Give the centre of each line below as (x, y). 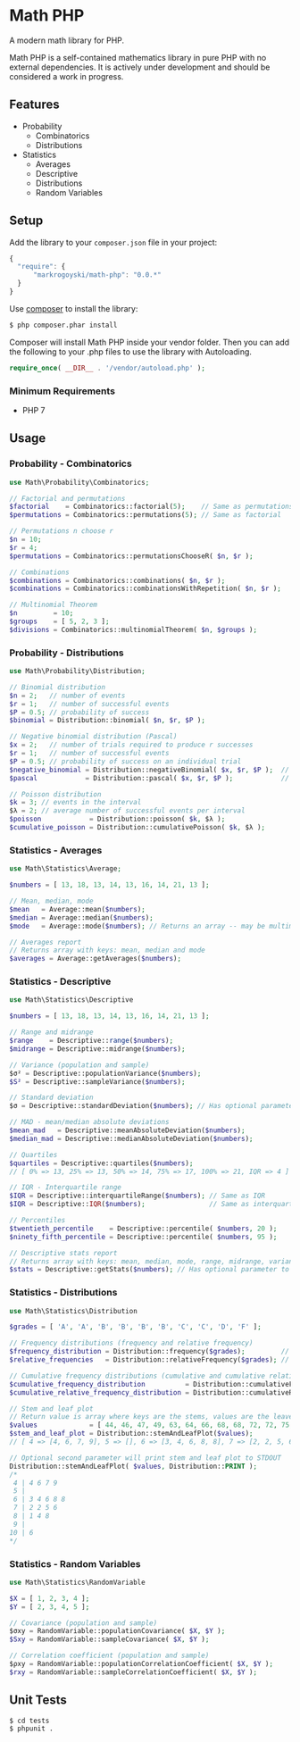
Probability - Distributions (67, 653)
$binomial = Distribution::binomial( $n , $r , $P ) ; (107, 721)
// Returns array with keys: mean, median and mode (107, 950)
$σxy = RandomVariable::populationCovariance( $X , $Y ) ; (117, 1631)
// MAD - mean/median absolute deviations (89, 1122)
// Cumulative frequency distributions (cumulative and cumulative (137, 1376)
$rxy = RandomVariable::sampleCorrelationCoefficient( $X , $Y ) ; (133, 1672)
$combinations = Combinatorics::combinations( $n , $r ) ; (117, 580)
